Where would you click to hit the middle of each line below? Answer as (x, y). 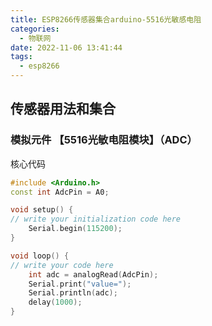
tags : (21, 57)
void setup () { (42, 210)
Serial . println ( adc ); (73, 293)
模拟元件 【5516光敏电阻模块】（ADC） (104, 140)
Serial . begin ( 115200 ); (75, 229)
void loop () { (40, 256)
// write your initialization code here (96, 219)
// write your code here (62, 265)
